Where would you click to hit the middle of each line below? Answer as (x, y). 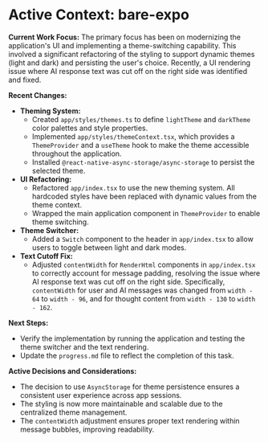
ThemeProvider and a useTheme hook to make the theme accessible (140, 145)
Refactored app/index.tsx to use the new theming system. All (133, 187)
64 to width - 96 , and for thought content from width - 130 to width (144, 298)
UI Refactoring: (46, 179)
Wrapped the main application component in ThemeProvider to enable (146, 213)
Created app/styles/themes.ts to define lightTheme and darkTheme (141, 119)
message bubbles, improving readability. (87, 429)
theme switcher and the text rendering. (84, 346)
